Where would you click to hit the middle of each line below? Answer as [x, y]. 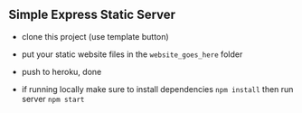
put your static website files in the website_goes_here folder [132, 54]
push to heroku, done [61, 71]
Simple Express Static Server [92, 15]
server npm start [53, 99]
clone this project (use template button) [95, 36]
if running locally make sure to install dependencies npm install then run [157, 89]
